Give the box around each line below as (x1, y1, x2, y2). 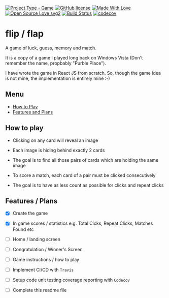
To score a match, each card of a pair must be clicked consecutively (12, 172, 156, 178)
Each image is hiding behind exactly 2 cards (12, 147, 105, 153)
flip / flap (5, 28, 44, 40)
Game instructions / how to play (12, 256, 80, 262)
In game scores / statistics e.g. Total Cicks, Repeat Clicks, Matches (12, 220, 153, 226)
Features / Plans (5, 196, 58, 205)
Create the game (12, 210, 48, 216)
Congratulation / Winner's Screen (12, 246, 83, 252)
